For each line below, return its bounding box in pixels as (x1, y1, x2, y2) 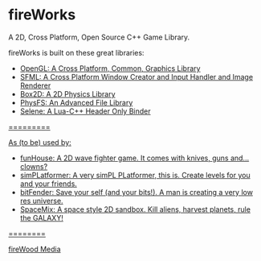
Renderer (19, 81, 51, 90)
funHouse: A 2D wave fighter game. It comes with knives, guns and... (19, 153, 250, 163)
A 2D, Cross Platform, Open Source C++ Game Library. (8, 32, 190, 42)
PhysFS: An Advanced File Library (19, 97, 133, 107)
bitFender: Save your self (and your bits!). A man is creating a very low (19, 187, 253, 197)
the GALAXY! (19, 213, 64, 222)
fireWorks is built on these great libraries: (8, 48, 145, 57)
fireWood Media (8, 244, 62, 254)
